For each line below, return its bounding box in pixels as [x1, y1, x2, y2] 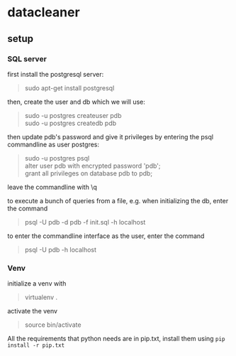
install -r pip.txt [7, 342, 65, 349]
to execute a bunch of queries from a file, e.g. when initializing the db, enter [7, 196, 229, 205]
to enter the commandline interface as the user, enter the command [7, 232, 205, 240]
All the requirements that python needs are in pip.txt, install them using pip [7, 335, 225, 343]
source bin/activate [24, 320, 82, 329]
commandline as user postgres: [7, 140, 100, 149]
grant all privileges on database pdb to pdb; [24, 168, 153, 178]
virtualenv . [24, 293, 58, 302]
